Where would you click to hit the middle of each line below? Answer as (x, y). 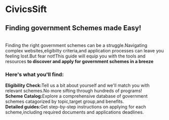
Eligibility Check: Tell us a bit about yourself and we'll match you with (77, 85)
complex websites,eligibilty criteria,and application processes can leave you (85, 51)
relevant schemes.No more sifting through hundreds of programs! (74, 91)
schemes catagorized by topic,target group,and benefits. (65, 101)
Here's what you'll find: (35, 74)
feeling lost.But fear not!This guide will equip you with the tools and (75, 56)
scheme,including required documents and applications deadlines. (75, 112)
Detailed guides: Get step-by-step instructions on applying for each (76, 107)
